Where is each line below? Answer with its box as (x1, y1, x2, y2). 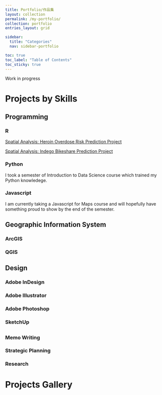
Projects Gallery (5, 379, 73, 390)
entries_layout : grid (5, 26, 50, 31)
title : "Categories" (9, 39, 52, 45)
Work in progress (5, 75, 41, 82)
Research (5, 360, 29, 367)
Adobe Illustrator (5, 292, 47, 299)
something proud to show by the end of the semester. (5, 206, 115, 212)
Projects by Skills (5, 93, 78, 104)
